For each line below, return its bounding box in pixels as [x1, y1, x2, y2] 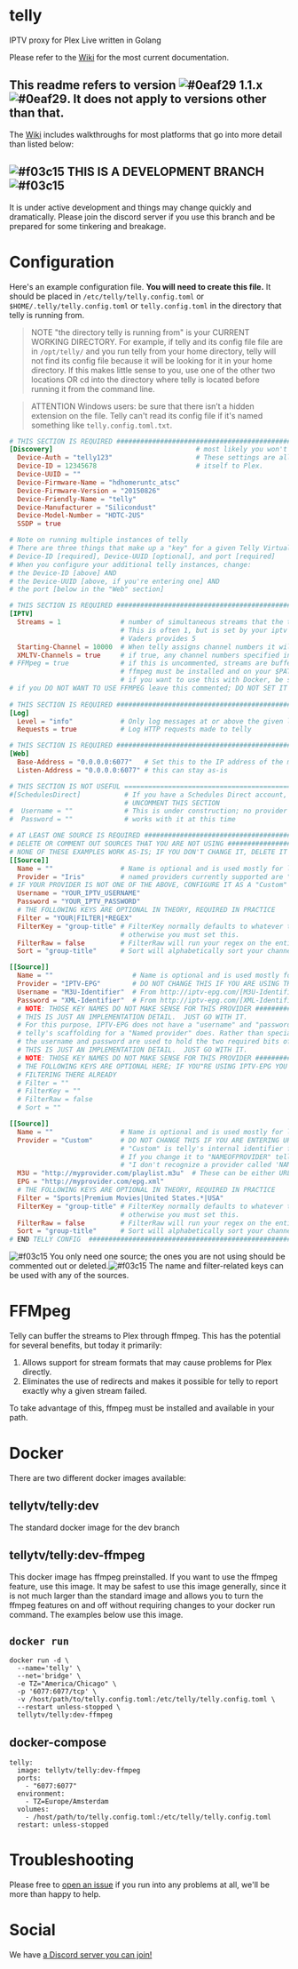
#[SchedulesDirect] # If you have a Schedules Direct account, [9, 790, 288, 799]
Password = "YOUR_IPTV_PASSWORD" [17, 897, 141, 907]
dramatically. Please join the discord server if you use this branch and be [9, 211, 276, 222]
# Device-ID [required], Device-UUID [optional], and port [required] [9, 552, 276, 561]
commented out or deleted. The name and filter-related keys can [9, 1261, 284, 1271]
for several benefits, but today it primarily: [9, 1340, 162, 1351]
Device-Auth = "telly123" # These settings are [17, 453, 276, 462]
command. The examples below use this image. [9, 1609, 184, 1620]
